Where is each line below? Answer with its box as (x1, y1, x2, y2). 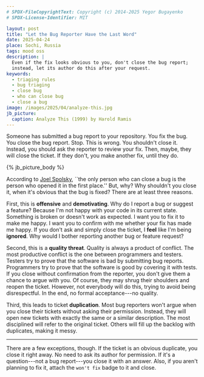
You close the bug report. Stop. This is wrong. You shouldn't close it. (6, 139, 178, 147)
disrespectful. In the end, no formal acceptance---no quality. (6, 289, 158, 297)
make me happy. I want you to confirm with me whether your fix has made (6, 220, 192, 227)
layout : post (6, 26, 39, 32)
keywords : (6, 71, 32, 77)
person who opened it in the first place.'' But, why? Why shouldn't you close (6, 182, 197, 189)
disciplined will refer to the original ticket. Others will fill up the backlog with (6, 320, 195, 328)
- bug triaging (12, 82, 50, 88)
